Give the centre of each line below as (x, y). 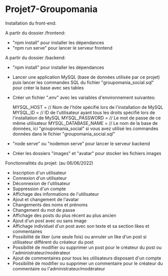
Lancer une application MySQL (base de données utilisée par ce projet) (86, 77)
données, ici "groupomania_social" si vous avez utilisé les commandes (85, 128)
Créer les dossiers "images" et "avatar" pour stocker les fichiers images (87, 153)
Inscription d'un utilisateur (39, 173)
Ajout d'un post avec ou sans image (49, 221)
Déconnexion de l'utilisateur (41, 183)
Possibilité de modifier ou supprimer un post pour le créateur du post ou (87, 247)
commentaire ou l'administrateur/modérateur (59, 268)
